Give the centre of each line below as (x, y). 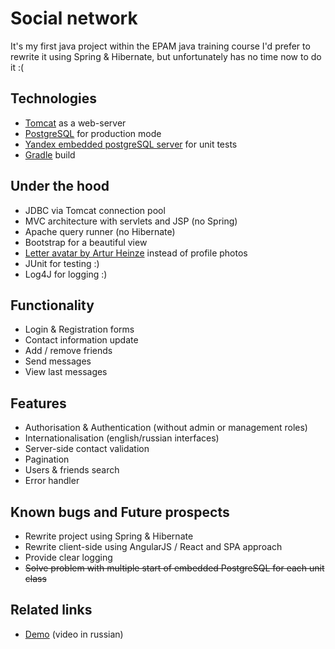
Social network (74, 18)
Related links (51, 610)
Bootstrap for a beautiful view (86, 242)
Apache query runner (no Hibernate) (100, 231)
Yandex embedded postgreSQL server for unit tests (131, 144)
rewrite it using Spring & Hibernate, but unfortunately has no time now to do (166, 56)
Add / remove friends (68, 351)
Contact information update (81, 340)
